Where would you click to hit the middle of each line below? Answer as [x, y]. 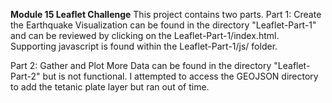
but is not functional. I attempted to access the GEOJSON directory [180, 76]
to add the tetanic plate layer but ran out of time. [110, 87]
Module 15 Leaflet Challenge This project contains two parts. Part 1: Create [166, 14]
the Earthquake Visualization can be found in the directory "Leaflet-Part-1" [163, 25]
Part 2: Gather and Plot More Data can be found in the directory [141, 65]
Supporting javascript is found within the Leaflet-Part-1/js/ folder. [144, 46]
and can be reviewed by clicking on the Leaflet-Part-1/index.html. [145, 35]
